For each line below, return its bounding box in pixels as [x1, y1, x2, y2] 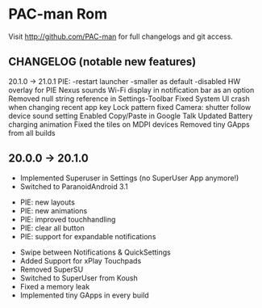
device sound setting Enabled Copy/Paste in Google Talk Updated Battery [8, 111, 253, 120]
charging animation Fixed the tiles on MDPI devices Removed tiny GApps [8, 119, 250, 129]
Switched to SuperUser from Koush [19, 272, 139, 283]
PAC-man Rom [8, 5, 107, 23]
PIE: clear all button [19, 223, 85, 233]
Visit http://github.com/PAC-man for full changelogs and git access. [8, 32, 234, 41]
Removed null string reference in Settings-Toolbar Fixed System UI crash [8, 94, 250, 103]
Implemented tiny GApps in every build [19, 290, 149, 300]
